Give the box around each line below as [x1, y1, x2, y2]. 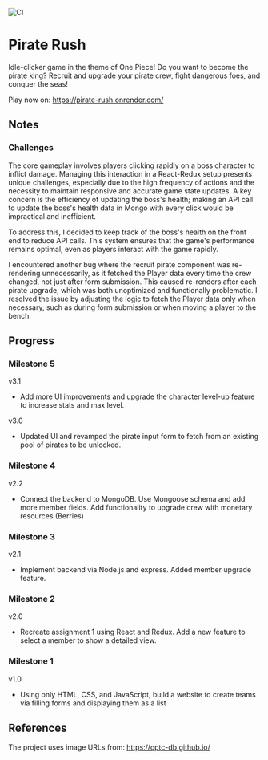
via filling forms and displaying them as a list [19, 698, 166, 708]
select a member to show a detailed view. [19, 636, 157, 645]
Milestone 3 [8, 530, 56, 542]
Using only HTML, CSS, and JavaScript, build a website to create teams [19, 689, 256, 699]
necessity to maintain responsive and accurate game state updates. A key [8, 185, 252, 196]
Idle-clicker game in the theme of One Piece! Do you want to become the [8, 62, 249, 71]
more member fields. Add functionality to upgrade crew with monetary [19, 502, 253, 512]
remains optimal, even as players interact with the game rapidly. [8, 244, 218, 254]
